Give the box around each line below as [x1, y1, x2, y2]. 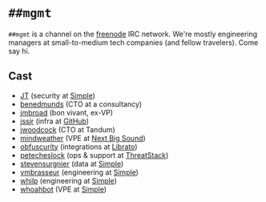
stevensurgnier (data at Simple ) [19, 159, 124, 168]
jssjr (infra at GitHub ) [19, 116, 90, 126]
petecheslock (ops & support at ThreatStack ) [19, 150, 169, 160]
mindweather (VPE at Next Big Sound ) [19, 133, 146, 143]
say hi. [8, 46, 30, 55]
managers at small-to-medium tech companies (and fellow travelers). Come [8, 38, 259, 47]
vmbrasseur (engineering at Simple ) [19, 167, 139, 177]
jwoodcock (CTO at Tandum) [19, 124, 116, 134]
